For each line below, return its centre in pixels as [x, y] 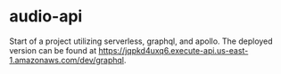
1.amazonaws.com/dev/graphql [67, 60]
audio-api [46, 16]
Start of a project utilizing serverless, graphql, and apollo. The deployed [141, 41]
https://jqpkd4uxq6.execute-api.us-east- [173, 50]
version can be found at [53, 50]
